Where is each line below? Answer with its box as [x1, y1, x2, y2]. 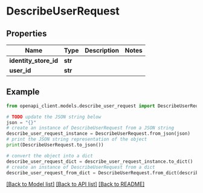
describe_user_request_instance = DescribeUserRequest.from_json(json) [6, 131, 190, 137]
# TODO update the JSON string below [6, 114, 101, 120]
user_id [9, 67, 31, 74]
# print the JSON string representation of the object [6, 136, 147, 143]
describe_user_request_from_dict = [6, 169, 96, 176]
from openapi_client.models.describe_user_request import [6, 103, 155, 109]
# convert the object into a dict [6, 152, 94, 159]
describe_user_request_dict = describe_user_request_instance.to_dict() [6, 159, 193, 165]
